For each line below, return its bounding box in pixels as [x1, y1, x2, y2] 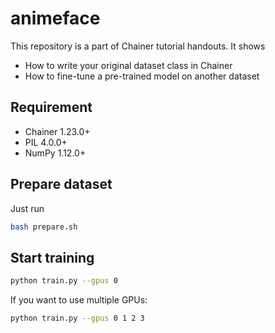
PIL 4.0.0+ [24, 136, 68, 148]
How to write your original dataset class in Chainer [24, 59, 233, 71]
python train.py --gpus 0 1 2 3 [10, 313, 145, 324]
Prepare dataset [10, 176, 113, 193]
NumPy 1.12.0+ [24, 147, 87, 159]
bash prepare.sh [10, 222, 78, 232]
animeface [10, 7, 101, 30]
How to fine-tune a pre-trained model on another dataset [24, 70, 260, 82]
